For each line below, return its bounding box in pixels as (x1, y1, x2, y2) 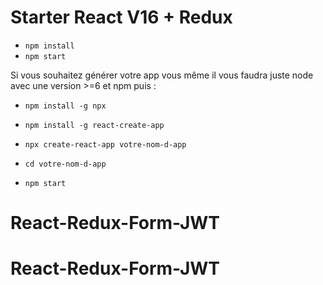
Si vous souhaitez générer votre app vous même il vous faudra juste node (10, 69, 314, 81)
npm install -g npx (24, 101, 107, 111)
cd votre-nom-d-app (24, 159, 107, 169)
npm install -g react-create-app (24, 120, 165, 130)
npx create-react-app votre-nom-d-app (24, 139, 187, 150)
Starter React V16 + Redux (10, 6, 233, 29)
